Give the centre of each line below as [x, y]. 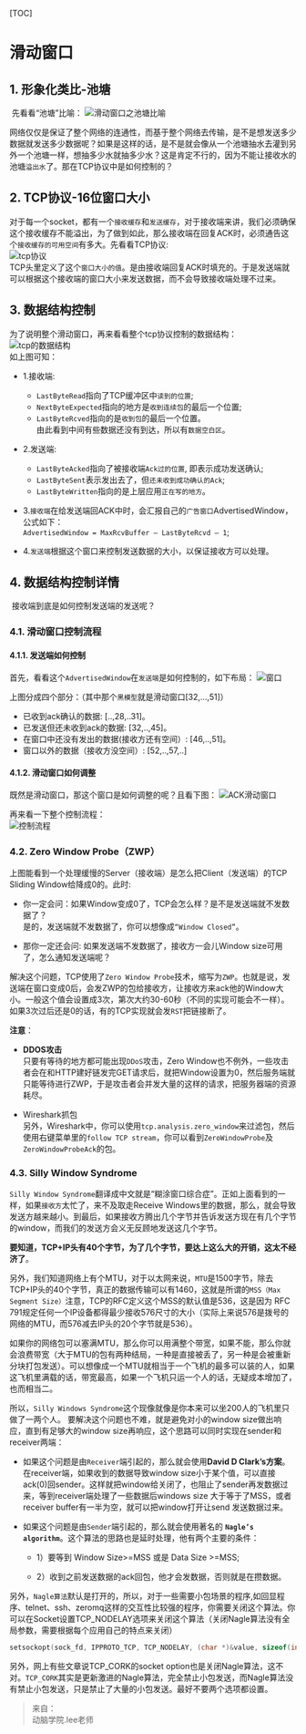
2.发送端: [40, 449]
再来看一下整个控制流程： [57, 814]
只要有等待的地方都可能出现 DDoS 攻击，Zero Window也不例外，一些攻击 [156, 1061]
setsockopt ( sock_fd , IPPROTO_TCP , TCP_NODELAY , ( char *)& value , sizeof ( [150, 1648]
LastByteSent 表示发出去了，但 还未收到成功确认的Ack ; [131, 480]
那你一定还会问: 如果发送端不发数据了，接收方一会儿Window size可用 [153, 946]
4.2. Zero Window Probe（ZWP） [85, 852]
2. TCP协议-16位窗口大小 [80, 198]
